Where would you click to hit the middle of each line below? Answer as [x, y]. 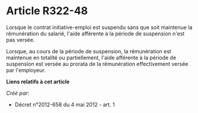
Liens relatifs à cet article [38, 82]
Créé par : [18, 93]
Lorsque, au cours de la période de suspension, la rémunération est [89, 51]
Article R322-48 [47, 11]
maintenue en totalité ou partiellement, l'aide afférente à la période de [91, 57]
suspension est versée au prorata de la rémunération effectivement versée [97, 64]
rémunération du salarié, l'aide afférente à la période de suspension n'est [95, 33]
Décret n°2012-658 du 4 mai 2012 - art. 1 [65, 104]
